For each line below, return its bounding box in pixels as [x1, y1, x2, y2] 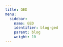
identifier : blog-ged [14, 25, 58, 30]
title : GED [5, 7, 28, 12]
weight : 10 [14, 35, 36, 40]
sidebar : [9, 16, 28, 21]
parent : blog [14, 30, 41, 35]
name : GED [14, 21, 34, 26]
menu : [5, 12, 16, 17]
